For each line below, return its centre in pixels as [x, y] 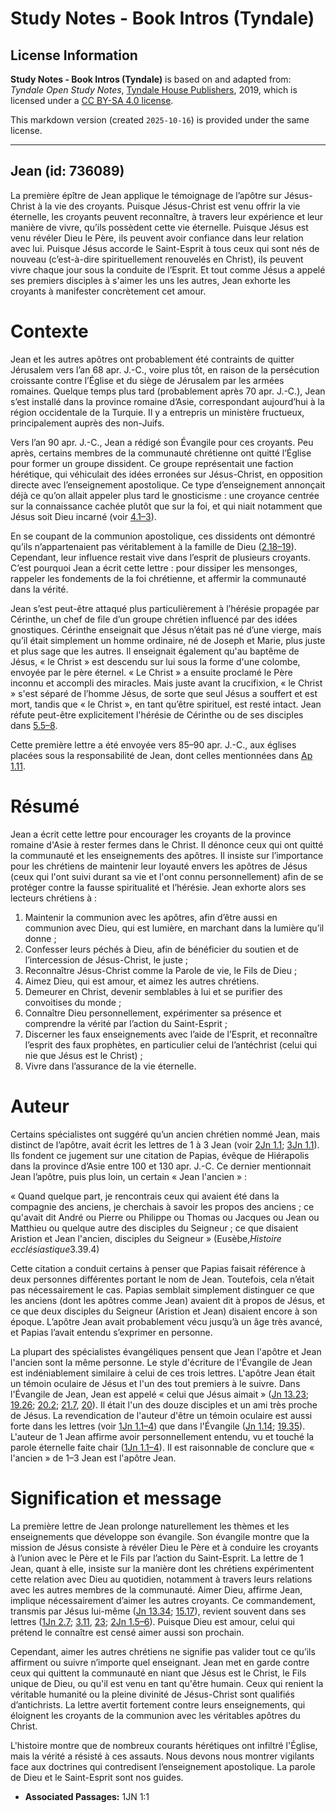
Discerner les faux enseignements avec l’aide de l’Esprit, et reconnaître [171, 1034]
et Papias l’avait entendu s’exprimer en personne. [111, 1332]
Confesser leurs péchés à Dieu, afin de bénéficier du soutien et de [161, 949]
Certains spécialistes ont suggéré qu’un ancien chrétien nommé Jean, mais [165, 1134]
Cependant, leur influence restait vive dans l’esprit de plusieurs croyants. [161, 557]
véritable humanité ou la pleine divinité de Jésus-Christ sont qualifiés [152, 1694]
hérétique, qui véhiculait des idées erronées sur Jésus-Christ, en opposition [166, 474]
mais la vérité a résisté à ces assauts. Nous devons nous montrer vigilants [162, 1756]
